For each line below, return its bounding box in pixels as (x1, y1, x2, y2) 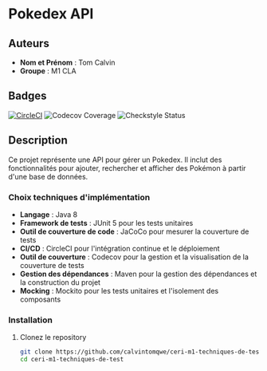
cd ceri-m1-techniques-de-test (19, 356, 124, 364)
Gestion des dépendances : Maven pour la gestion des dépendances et (19, 269, 257, 278)
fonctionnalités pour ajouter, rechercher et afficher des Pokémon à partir (8, 163, 246, 172)
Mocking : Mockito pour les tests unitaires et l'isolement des (19, 286, 219, 295)
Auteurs (8, 37, 50, 50)
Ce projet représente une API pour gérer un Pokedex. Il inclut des (8, 155, 222, 164)
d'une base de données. (8, 172, 88, 181)
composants (19, 294, 61, 304)
